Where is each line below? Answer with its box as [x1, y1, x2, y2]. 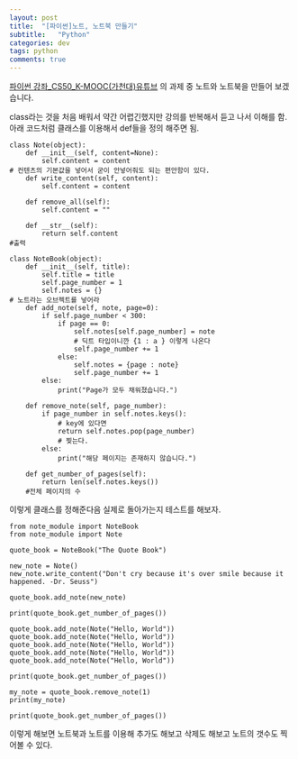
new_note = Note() [9, 562, 78, 571]
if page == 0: [57, 319, 111, 328]
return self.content [41, 229, 119, 238]
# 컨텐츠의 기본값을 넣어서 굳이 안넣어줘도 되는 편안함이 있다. [9, 166, 211, 175]
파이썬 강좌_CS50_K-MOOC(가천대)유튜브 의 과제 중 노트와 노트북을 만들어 [9, 81, 273, 91]
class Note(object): [9, 141, 87, 150]
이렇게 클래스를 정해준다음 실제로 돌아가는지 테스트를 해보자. [9, 504, 221, 515]
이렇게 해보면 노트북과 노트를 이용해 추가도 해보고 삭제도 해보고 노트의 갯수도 [9, 728, 279, 739]
